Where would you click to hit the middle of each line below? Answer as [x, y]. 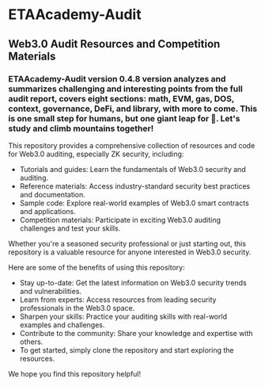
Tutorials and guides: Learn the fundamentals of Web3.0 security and [133, 169]
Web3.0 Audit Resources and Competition [114, 44]
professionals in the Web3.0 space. [77, 308]
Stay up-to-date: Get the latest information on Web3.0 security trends [133, 282]
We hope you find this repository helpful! [75, 373]
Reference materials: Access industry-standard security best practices [135, 186]
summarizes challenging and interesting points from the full [125, 89]
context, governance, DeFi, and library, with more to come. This [133, 109]
